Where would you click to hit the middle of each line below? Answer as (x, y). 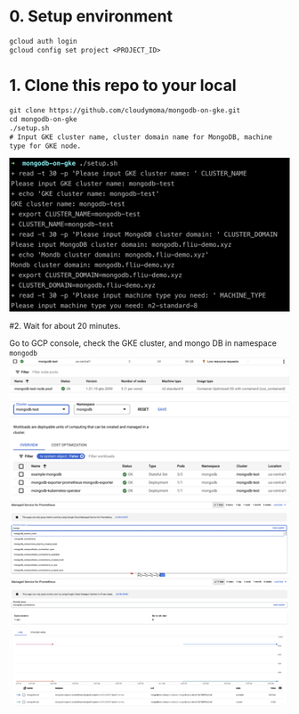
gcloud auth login (43, 41)
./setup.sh (29, 128)
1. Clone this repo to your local (123, 86)
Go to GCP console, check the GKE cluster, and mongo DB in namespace (143, 343)
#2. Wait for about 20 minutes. (65, 325)
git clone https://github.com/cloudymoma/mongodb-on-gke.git (125, 110)
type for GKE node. (45, 146)
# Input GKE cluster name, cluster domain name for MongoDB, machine (141, 137)
